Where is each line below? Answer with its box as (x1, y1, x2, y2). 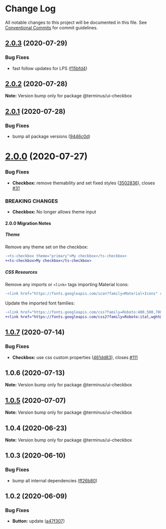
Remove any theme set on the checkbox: (5, 244, 88, 250)
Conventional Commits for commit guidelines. (5, 24, 98, 30)
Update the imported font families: (5, 300, 75, 306)
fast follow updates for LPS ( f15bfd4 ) (12, 65, 87, 71)
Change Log (5, 3, 56, 14)
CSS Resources (5, 269, 38, 275)
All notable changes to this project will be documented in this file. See (5, 19, 147, 25)
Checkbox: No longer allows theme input (12, 209, 96, 215)
